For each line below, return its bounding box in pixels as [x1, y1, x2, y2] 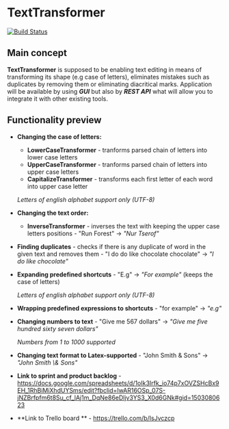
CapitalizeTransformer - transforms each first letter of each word [27, 174, 213, 183]
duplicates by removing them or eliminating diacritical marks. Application [7, 80, 212, 88]
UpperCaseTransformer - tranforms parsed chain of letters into [27, 160, 207, 168]
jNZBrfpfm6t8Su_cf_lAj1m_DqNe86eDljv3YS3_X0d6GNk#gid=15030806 [16, 393, 220, 402]
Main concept [7, 47, 67, 59]
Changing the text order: [16, 209, 89, 217]
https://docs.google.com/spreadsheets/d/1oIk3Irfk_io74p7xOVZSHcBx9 [16, 378, 219, 387]
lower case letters [27, 153, 78, 161]
